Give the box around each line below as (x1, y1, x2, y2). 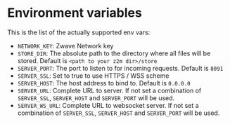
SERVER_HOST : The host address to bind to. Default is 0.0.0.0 (17, 78, 191, 87)
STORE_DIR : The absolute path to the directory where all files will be (17, 49, 211, 57)
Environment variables (7, 5, 142, 21)
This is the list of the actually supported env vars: (7, 28, 151, 36)
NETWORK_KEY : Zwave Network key (17, 41, 114, 50)
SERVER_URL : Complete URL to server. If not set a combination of (17, 86, 202, 95)
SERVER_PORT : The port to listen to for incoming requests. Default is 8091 (17, 64, 224, 72)
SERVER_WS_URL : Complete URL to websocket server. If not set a (17, 101, 199, 109)
